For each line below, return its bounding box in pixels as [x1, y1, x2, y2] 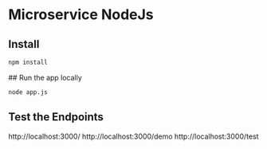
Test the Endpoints [8, 110, 104, 124]
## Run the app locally [8, 73, 82, 82]
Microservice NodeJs [8, 6, 154, 24]
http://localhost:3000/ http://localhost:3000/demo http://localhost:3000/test [8, 131, 259, 141]
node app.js [8, 88, 48, 96]
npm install [8, 58, 48, 66]
